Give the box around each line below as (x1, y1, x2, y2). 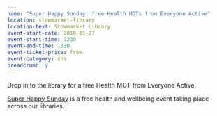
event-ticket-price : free (7, 49, 82, 56)
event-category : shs (7, 56, 68, 63)
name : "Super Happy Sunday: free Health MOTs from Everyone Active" (7, 10, 211, 17)
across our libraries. (7, 101, 65, 110)
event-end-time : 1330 (7, 42, 70, 49)
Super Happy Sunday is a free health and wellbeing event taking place (7, 94, 209, 103)
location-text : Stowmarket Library (7, 23, 111, 30)
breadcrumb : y (7, 62, 49, 69)
